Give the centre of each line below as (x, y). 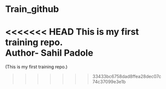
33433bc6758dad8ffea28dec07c (127, 77)
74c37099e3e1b (109, 82)
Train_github (32, 9)
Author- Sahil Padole (49, 53)
